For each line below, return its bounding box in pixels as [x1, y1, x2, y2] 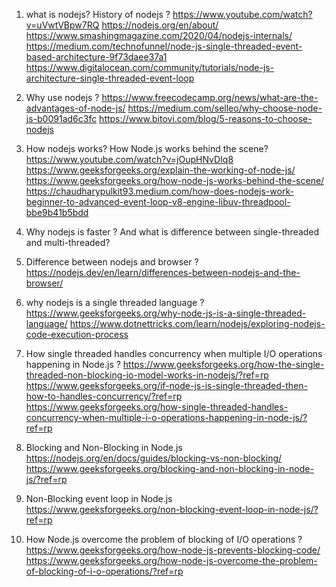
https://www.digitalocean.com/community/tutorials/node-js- [25, 62, 275, 73]
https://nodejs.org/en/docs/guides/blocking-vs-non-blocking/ [25, 452, 283, 464]
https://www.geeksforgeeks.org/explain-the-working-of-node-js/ [25, 164, 296, 176]
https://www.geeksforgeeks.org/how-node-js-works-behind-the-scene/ [25, 175, 325, 186]
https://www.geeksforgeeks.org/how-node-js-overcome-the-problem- [25, 555, 318, 566]
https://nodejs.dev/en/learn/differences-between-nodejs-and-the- [25, 267, 301, 278]
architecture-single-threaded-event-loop [25, 72, 195, 84]
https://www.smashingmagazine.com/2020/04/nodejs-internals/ [25, 30, 293, 41]
